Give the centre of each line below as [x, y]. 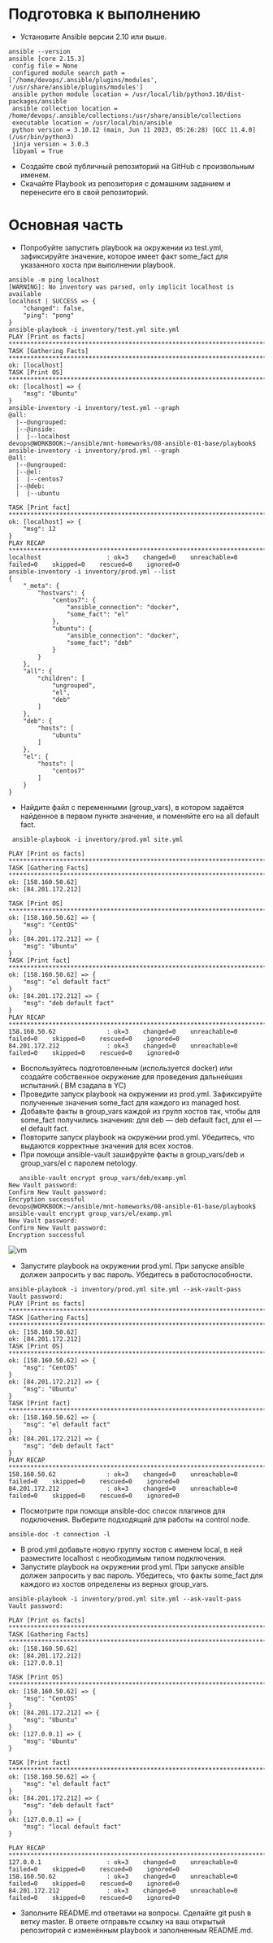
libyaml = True [37, 151]
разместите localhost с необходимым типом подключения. [123, 1557]
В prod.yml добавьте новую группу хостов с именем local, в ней [131, 1549]
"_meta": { [41, 586]
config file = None [45, 66]
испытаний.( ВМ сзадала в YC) [73, 1085]
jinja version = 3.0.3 [50, 144]
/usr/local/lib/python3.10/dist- [188, 94]
